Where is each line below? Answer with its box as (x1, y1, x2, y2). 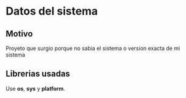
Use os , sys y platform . (5, 85, 66, 92)
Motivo (5, 29, 33, 39)
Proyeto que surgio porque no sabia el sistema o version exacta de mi (5, 44, 181, 52)
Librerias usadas (5, 69, 71, 79)
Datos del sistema (5, 4, 98, 18)
